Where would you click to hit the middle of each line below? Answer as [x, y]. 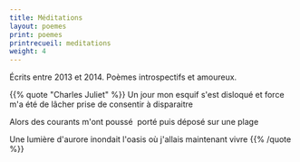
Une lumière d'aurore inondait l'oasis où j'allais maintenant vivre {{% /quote [150, 139]
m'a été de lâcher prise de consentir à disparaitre [101, 104]
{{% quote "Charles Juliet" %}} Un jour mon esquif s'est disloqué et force [147, 95]
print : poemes [36, 34]
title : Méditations [46, 18]
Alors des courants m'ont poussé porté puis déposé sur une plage [134, 122]
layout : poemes [38, 26]
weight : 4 [28, 52]
